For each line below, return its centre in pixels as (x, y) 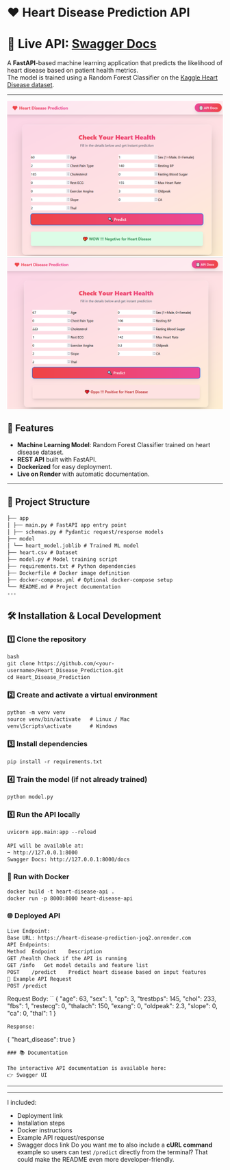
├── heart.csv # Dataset (42, 553)
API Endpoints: (29, 944)
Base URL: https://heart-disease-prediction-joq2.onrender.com (99, 938)
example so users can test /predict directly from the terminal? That (112, 1152)
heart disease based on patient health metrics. (73, 71)
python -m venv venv (37, 713)
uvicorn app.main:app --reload (52, 832)
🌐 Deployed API (34, 916)
